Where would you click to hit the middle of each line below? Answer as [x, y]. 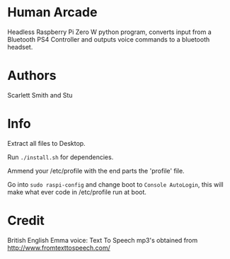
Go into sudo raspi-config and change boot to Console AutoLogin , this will [116, 184]
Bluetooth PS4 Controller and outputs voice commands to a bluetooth [109, 39]
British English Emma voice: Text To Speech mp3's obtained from [103, 240]
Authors [32, 76]
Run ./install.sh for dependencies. [61, 157]
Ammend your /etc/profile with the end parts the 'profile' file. [96, 171]
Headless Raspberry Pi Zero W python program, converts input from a [110, 32]
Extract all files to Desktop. [47, 143]
